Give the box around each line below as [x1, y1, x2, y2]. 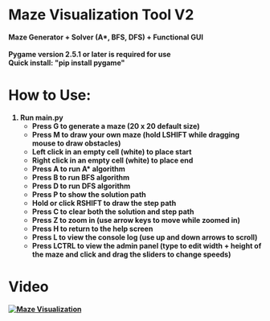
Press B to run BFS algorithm [31, 172, 130, 182]
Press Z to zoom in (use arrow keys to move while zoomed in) [31, 215, 241, 224]
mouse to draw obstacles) [31, 138, 121, 148]
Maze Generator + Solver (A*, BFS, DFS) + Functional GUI [8, 32, 203, 42]
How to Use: [8, 86, 92, 105]
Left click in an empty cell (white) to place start [31, 146, 192, 156]
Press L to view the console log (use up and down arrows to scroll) [31, 232, 258, 242]
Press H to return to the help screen [31, 224, 153, 233]
